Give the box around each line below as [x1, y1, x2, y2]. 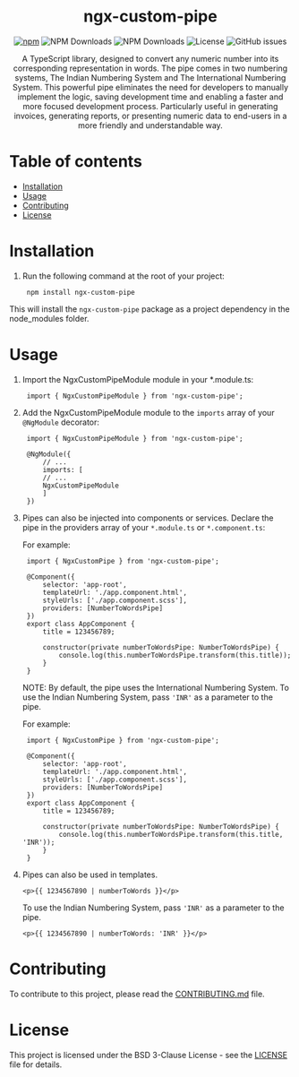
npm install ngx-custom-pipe [26, 288, 136, 297]
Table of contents [9, 151, 143, 172]
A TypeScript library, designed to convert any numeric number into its [21, 53, 279, 64]
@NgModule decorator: [21, 417, 100, 427]
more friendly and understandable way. [77, 119, 224, 131]
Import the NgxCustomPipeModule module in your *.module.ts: [21, 374, 254, 384]
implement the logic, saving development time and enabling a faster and [17, 91, 284, 102]
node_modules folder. [9, 313, 90, 323]
